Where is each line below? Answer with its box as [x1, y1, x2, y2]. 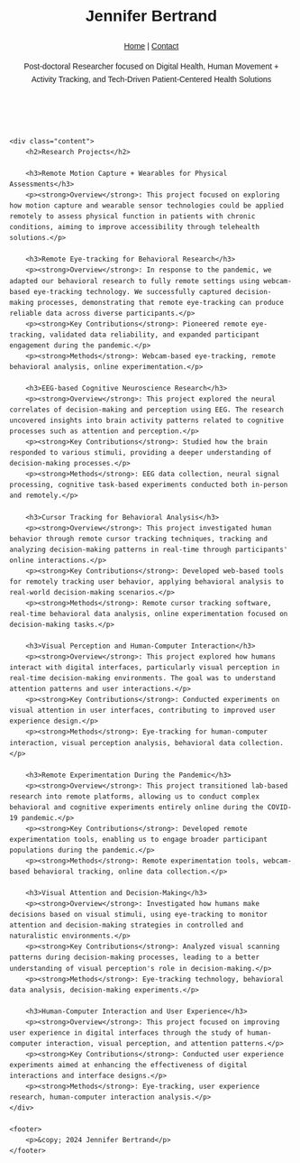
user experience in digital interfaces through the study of [9, 1028, 244, 1038]
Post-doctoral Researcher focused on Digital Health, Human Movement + [23, 61, 279, 72]
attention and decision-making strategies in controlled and [9, 921, 244, 930]
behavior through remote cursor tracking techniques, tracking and [9, 534, 268, 543]
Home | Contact [123, 41, 179, 51]
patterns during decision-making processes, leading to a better [9, 953, 259, 962]
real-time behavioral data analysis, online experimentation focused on [9, 609, 288, 618]
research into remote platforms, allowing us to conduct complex [9, 791, 259, 801]
